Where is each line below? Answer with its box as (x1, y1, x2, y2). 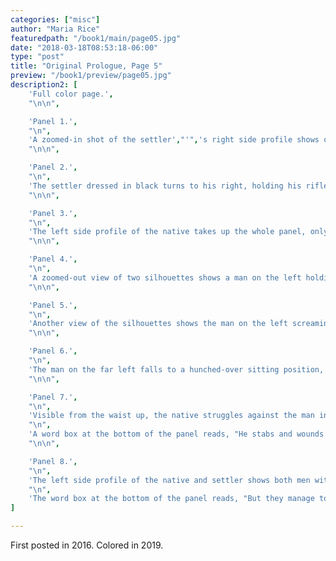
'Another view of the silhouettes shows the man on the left (28, 319, 288, 329)
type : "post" (10, 52, 65, 62)
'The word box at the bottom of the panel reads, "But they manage (28, 494, 315, 504)
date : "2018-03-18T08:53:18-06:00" (10, 42, 159, 53)
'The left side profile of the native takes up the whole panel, (28, 227, 307, 237)
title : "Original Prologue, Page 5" (10, 61, 163, 71)
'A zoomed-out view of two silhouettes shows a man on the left (28, 272, 302, 283)
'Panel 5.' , (28, 300, 78, 310)
